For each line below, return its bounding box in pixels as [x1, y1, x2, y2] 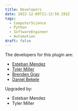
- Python [9, 25, 27, 30]
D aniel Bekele [12, 76, 39, 82]
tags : [5, 16, 16, 21]
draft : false [5, 39, 31, 43]
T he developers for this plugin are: [5, 52, 74, 57]
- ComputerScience [9, 20, 47, 26]
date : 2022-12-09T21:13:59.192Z [5, 12, 70, 16]
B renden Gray [12, 71, 40, 77]
